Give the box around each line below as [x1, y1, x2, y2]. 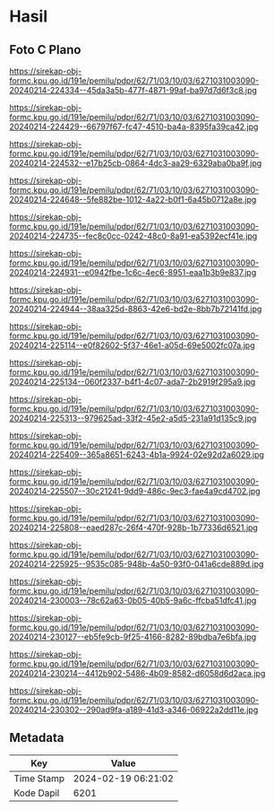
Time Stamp [13, 772, 65, 784]
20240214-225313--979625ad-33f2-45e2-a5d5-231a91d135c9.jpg [9, 413, 257, 423]
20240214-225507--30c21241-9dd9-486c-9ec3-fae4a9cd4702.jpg [9, 486, 261, 496]
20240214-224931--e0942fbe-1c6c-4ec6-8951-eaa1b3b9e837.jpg [9, 267, 257, 277]
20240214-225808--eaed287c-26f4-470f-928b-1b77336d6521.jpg [9, 522, 258, 533]
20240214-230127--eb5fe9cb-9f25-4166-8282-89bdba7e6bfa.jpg [9, 632, 257, 642]
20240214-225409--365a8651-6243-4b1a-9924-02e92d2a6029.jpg [9, 449, 264, 459]
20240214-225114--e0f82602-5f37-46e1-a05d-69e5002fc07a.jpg [9, 340, 255, 351]
